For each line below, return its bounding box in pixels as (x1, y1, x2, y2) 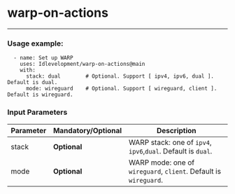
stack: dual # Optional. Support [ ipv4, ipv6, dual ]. (25, 73, 215, 80)
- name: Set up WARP (13, 55, 73, 62)
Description (156, 125, 197, 135)
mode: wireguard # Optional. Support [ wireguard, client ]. (25, 85, 218, 92)
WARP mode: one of (128, 158, 194, 167)
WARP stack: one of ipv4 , (128, 137, 212, 147)
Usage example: (7, 39, 64, 48)
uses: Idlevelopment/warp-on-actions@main (20, 61, 145, 68)
